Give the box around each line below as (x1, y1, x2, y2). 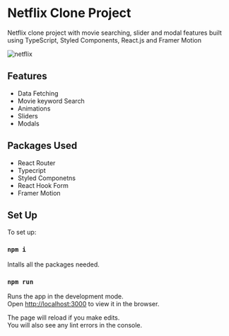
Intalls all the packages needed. (7, 260, 100, 269)
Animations (17, 104, 51, 113)
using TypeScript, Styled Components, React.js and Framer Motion (7, 35, 201, 44)
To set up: (7, 228, 37, 237)
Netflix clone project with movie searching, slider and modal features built (7, 28, 223, 37)
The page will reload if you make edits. (7, 313, 120, 322)
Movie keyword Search (17, 96, 85, 105)
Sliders (17, 111, 38, 120)
